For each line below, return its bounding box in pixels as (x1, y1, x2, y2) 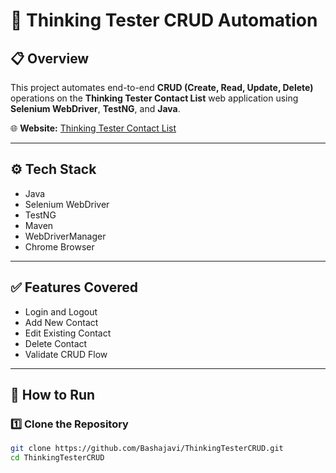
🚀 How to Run (10, 387, 96, 404)
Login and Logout (24, 305, 98, 318)
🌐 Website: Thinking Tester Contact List (10, 122, 177, 134)
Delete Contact (24, 337, 88, 349)
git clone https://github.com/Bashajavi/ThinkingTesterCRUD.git (10, 444, 284, 454)
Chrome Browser (24, 240, 95, 253)
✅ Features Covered (10, 279, 138, 296)
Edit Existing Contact (24, 327, 112, 339)
